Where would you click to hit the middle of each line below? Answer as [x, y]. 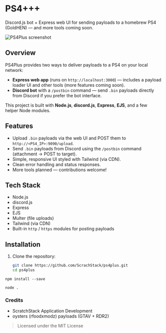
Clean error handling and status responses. [56, 164]
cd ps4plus [24, 270]
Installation [23, 244]
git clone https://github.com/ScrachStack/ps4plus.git [70, 266]
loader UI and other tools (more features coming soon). [69, 85]
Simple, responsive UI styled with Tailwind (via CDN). [67, 159]
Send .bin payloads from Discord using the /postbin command [77, 148]
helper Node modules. [28, 110]
